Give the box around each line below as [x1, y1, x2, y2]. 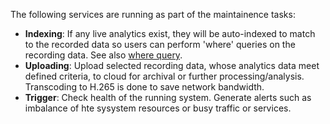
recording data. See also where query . [24, 49, 183, 61]
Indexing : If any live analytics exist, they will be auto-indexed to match [24, 28, 316, 39]
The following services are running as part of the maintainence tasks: [10, 9, 296, 20]
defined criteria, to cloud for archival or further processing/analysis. [24, 70, 305, 82]
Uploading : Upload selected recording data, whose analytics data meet [24, 60, 320, 71]
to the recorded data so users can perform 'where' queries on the [24, 39, 296, 50]
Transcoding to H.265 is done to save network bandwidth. [24, 81, 265, 93]
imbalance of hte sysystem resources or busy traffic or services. [24, 102, 292, 114]
